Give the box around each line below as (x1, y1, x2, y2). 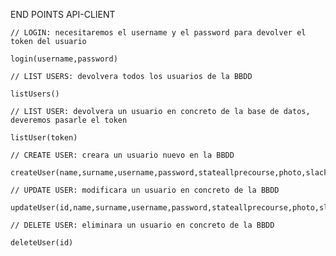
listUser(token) (10, 133, 78, 143)
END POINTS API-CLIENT (10, 9, 116, 20)
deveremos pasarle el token (10, 115, 128, 125)
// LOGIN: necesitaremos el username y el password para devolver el (10, 28, 307, 38)
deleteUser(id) (10, 238, 74, 248)
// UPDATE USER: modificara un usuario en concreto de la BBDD (10, 185, 280, 195)
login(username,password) (10, 54, 118, 64)
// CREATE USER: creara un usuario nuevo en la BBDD (10, 150, 235, 160)
